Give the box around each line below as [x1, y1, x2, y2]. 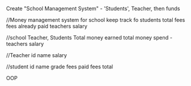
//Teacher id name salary [6, 52, 67, 58]
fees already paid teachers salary [6, 23, 88, 29]
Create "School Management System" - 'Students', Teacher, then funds [6, 5, 180, 12]
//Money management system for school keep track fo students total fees [6, 16, 185, 23]
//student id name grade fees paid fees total [6, 63, 114, 70]
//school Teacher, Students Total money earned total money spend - [6, 34, 173, 41]
